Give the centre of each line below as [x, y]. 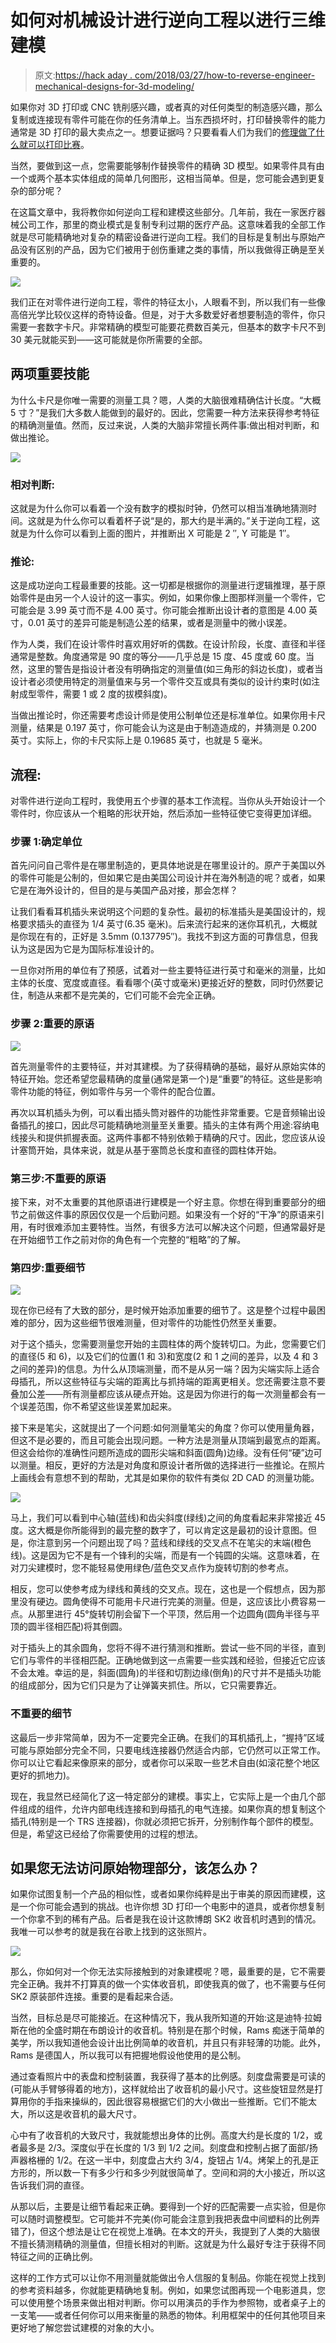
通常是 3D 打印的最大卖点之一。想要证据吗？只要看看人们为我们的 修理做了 [163, 132]
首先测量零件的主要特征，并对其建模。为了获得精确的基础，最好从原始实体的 [168, 1066]
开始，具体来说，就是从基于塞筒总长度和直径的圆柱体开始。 [159, 1150]
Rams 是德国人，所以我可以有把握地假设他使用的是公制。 [128, 2055]
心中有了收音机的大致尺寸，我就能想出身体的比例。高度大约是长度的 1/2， [162, 2135]
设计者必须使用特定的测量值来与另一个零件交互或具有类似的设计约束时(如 [161, 682]
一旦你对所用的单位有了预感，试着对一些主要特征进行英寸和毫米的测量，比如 [168, 970]
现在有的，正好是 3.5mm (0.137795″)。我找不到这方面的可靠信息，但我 [172, 937]
